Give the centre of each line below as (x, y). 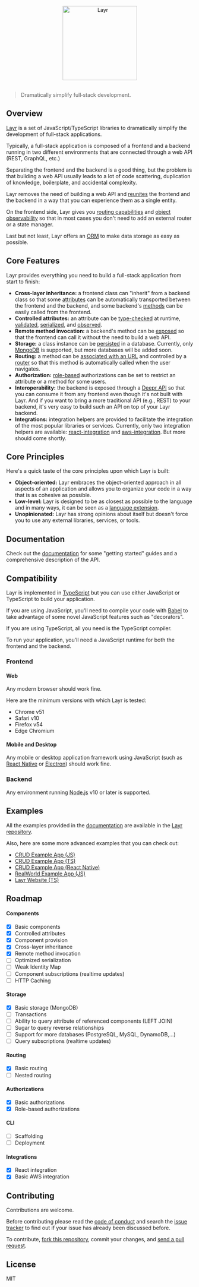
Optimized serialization (43, 960)
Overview (25, 114)
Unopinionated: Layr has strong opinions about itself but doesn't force (101, 514)
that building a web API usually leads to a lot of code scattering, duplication (99, 176)
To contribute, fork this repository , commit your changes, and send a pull (95, 1239)
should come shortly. (40, 438)
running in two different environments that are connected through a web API (99, 152)
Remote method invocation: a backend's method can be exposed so (99, 331)
